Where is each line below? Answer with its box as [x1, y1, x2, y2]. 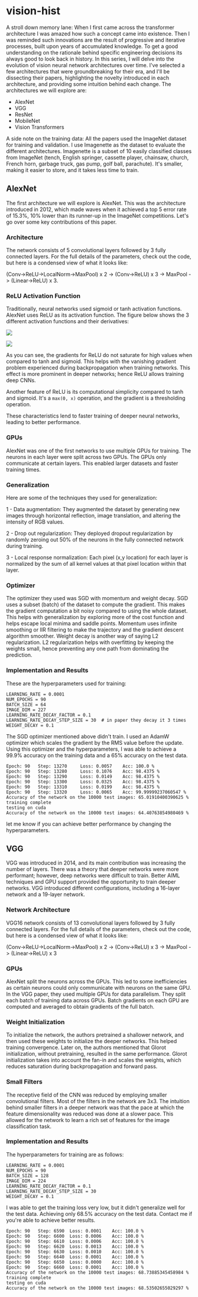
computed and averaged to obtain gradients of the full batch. [6, 1003, 155, 1010]
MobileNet [14, 117, 40, 124]
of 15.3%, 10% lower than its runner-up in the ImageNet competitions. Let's [6, 212, 189, 219]
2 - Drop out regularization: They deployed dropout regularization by [6, 530, 173, 537]
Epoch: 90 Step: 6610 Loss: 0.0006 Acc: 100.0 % [6, 1238, 144, 1244]
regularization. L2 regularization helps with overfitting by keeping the [6, 639, 174, 646]
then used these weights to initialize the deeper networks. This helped [6, 1038, 177, 1045]
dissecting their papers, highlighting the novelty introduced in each [6, 74, 170, 81]
